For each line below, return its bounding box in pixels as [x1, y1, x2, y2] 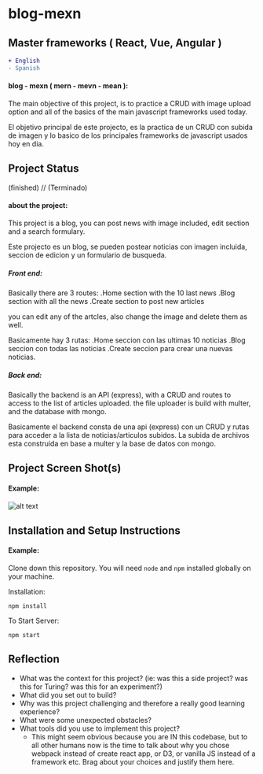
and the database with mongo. [8, 406, 108, 416]
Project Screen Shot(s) [8, 461, 122, 475]
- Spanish [8, 64, 41, 72]
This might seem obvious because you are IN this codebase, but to [31, 731, 248, 741]
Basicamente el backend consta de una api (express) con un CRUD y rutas [8, 422, 250, 431]
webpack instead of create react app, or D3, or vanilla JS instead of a [31, 749, 256, 758]
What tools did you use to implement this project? [19, 724, 181, 733]
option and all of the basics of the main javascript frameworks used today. [8, 107, 248, 117]
